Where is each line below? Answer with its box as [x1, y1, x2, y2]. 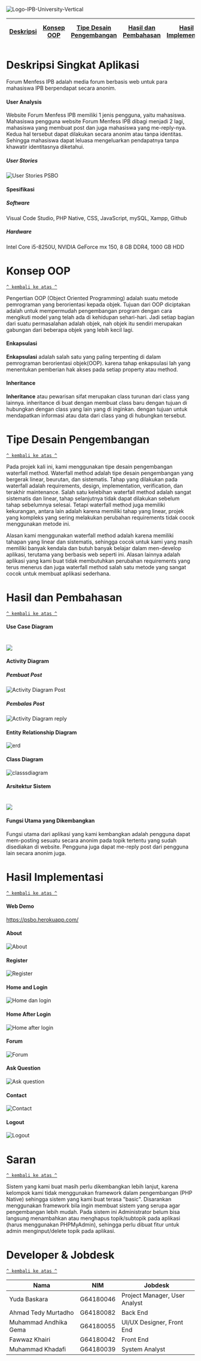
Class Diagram [6, 755, 44, 762]
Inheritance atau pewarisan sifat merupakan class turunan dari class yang [6, 392, 190, 400]
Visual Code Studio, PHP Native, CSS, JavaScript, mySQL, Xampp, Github [6, 214, 187, 221]
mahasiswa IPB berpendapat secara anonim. [6, 84, 117, 91]
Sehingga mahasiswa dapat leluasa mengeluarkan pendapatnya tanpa [6, 137, 179, 144]
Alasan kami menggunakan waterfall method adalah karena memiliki [6, 532, 174, 539]
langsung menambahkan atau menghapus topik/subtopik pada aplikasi [6, 1214, 181, 1222]
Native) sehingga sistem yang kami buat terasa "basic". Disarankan [6, 1196, 172, 1203]
